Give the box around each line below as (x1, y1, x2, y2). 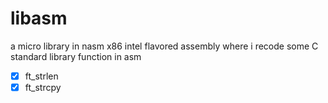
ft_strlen (24, 70, 59, 82)
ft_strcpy (24, 82, 62, 93)
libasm (10, 7, 68, 30)
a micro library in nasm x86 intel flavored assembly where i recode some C (10, 40, 319, 52)
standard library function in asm (10, 50, 142, 62)
